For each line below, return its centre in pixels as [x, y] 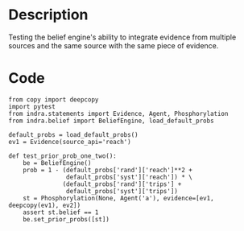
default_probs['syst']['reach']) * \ [129, 177]
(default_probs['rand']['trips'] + [122, 184]
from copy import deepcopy [54, 99]
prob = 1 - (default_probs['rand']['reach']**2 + [108, 170]
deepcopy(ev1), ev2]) [45, 205]
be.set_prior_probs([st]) [66, 219]
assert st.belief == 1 [61, 212]
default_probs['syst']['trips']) [122, 191]
